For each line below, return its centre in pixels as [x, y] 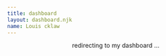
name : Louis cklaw [33, 26]
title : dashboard [32, 13]
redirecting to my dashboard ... [116, 46]
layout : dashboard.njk [40, 20]
